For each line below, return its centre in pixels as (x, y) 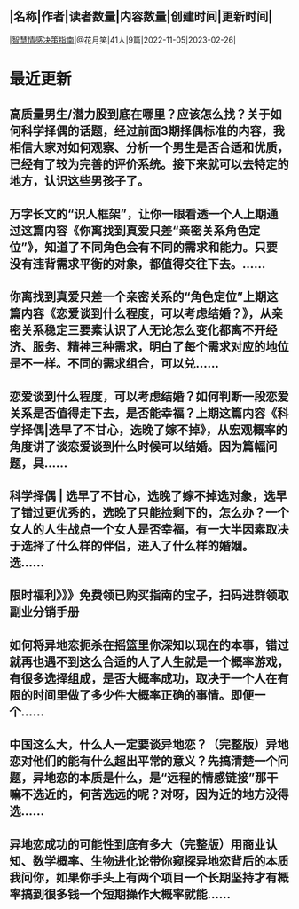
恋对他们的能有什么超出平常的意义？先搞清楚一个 (143, 761)
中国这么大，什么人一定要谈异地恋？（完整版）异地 (149, 745)
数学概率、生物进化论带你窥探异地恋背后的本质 (161, 861)
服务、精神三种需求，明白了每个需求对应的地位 (161, 347)
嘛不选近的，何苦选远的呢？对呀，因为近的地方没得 (149, 795)
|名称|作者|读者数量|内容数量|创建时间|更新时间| (141, 17)
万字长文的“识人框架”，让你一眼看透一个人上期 (138, 213)
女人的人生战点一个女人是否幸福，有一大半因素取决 (149, 529)
